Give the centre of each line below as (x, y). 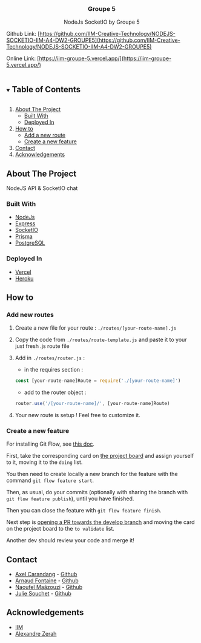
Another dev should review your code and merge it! (70, 540)
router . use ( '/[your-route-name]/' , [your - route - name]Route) (92, 404)
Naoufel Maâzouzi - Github (49, 587)
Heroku (24, 278)
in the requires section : (54, 370)
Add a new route (45, 135)
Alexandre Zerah (36, 633)
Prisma (24, 236)
